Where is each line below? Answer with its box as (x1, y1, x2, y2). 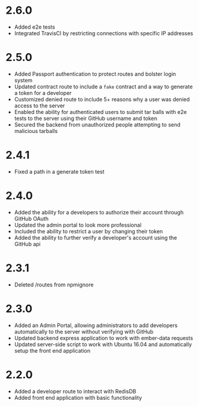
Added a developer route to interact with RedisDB (14, 387, 137, 394)
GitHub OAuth (14, 215, 49, 222)
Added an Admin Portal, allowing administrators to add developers (14, 322, 177, 329)
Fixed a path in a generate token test (14, 168, 105, 175)
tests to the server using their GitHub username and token (14, 115, 158, 122)
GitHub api (14, 240, 41, 248)
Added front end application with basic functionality (14, 394, 142, 401)
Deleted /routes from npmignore (14, 281, 94, 288)
